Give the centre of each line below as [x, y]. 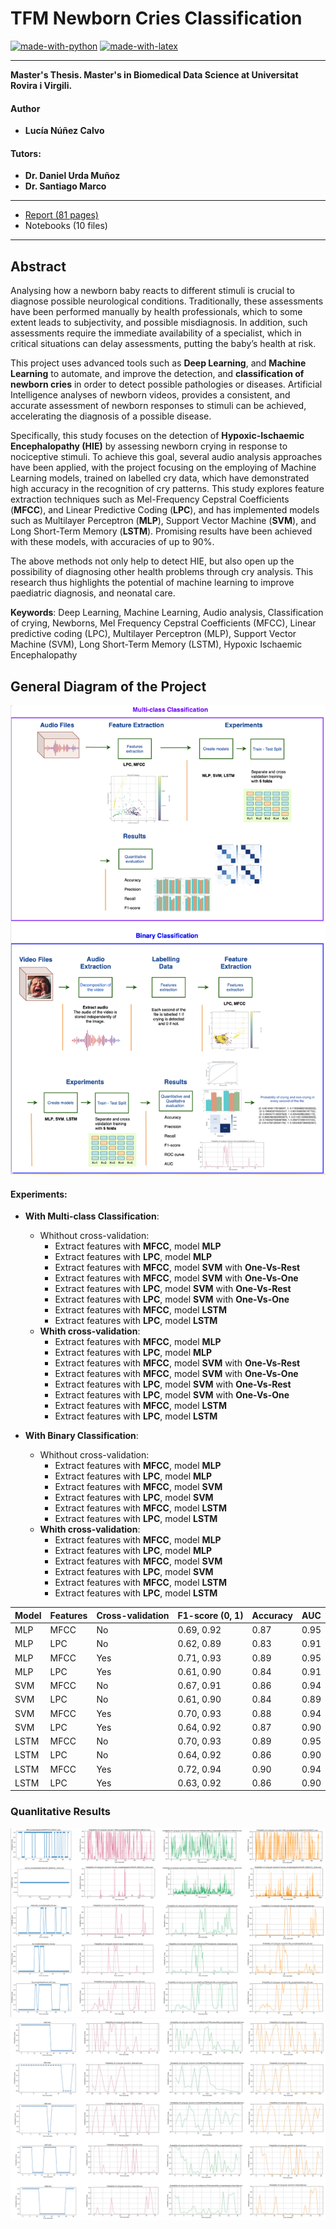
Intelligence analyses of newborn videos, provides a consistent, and [150, 395]
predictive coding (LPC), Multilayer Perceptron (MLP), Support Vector [153, 634]
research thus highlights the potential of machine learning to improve [152, 583]
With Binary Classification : [81, 1436]
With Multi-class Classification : [92, 1216]
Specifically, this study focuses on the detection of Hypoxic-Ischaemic [157, 436]
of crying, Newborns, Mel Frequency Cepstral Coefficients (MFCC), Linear [163, 623]
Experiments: [39, 1194]
